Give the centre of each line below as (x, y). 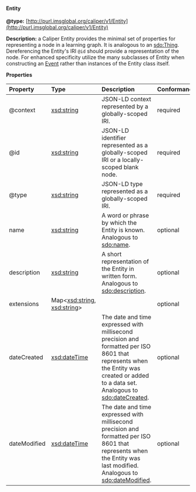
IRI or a (111, 160)
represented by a (125, 106)
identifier (114, 138)
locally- (133, 160)
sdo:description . (124, 291)
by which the (119, 223)
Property (22, 90)
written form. (119, 276)
